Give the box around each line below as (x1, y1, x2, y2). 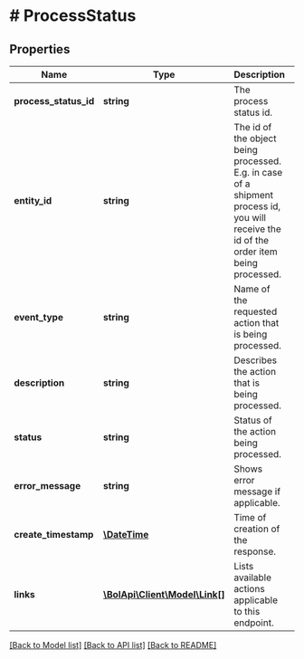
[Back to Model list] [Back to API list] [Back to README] (9, 640, 217, 650)
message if (233, 485, 281, 498)
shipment (233, 189, 274, 201)
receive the (233, 223, 282, 235)
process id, (233, 200, 281, 213)
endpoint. (233, 616, 274, 629)
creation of (233, 522, 280, 535)
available (233, 571, 272, 584)
